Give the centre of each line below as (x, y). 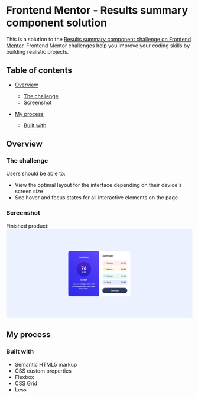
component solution (57, 23)
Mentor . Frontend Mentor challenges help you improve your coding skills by (98, 46)
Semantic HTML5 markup (46, 364)
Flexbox (24, 377)
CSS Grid (26, 383)
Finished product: (27, 226)
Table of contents (39, 71)
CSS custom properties (43, 371)
